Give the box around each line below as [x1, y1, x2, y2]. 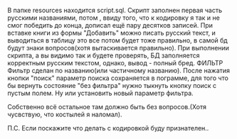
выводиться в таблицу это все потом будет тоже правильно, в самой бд [7, 36, 228, 45]
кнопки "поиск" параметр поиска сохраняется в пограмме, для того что [7, 74, 229, 82]
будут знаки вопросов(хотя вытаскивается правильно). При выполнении [7, 44, 230, 52]
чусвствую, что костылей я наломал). [7, 110, 122, 118]
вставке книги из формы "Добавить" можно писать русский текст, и [7, 28, 216, 37]
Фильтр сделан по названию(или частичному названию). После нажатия [7, 67, 230, 74]
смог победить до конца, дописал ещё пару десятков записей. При [7, 21, 214, 29]
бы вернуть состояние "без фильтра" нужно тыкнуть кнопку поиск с [7, 82, 217, 89]
